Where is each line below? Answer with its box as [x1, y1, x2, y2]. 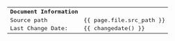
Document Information [10, 8, 78, 15]
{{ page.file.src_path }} [83, 16, 165, 24]
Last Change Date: [10, 25, 68, 32]
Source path [10, 16, 48, 24]
